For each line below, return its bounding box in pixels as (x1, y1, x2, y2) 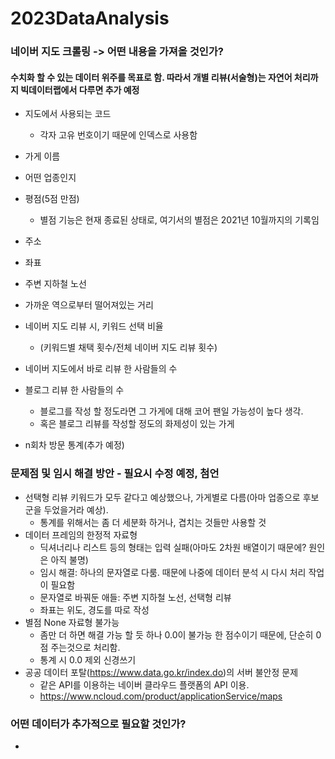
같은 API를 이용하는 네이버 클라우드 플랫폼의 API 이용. (39, 678, 250, 691)
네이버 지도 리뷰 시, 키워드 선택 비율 (24, 320, 164, 332)
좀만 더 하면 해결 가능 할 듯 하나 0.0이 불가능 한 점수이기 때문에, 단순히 (39, 628, 314, 641)
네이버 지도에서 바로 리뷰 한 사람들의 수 (24, 363, 178, 375)
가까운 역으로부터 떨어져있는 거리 (24, 299, 154, 311)
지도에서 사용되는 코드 (24, 108, 112, 120)
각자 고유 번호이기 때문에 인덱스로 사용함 (39, 129, 198, 141)
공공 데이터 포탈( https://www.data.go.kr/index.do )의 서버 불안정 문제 (24, 666, 299, 678)
